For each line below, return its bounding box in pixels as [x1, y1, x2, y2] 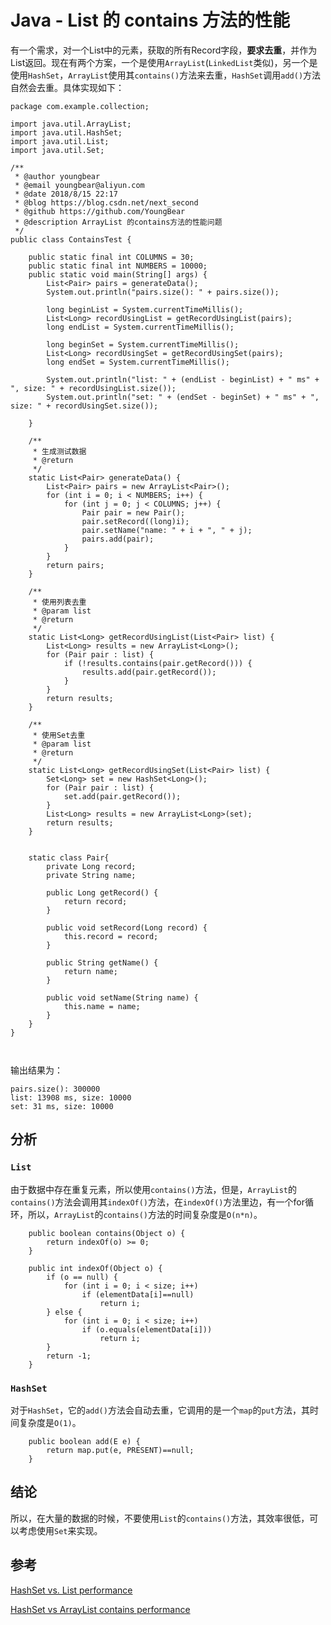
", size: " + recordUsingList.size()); [10, 383, 177, 393]
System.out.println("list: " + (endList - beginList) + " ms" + [46, 374, 320, 385]
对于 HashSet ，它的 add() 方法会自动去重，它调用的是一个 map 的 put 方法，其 [10, 1404, 310, 1416]
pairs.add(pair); [81, 534, 155, 544]
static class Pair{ [28, 852, 110, 863]
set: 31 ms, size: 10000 [10, 1101, 114, 1111]
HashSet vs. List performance [10, 1584, 133, 1596]
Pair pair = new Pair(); [81, 507, 186, 518]
